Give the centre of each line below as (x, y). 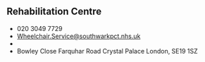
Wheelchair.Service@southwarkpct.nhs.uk (79, 36)
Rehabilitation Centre (54, 12)
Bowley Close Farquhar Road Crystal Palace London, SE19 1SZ (107, 51)
